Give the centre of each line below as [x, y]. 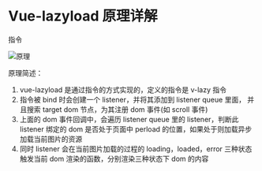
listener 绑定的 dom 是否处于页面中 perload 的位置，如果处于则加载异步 [136, 129]
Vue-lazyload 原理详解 [83, 16]
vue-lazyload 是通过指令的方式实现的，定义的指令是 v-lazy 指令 [123, 89]
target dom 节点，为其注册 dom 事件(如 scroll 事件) [125, 109]
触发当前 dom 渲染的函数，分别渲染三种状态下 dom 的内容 [114, 158]
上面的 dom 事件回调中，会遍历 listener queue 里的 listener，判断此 [129, 119]
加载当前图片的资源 [51, 139]
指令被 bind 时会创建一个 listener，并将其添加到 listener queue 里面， [133, 99]
